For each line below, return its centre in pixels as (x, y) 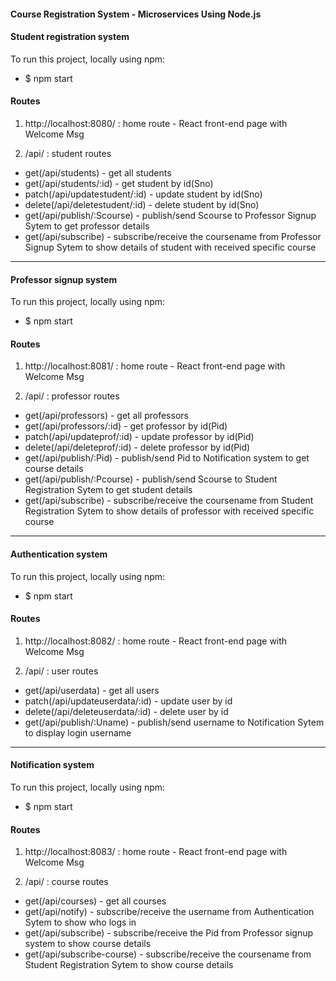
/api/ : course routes (66, 882)
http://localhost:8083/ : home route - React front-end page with (156, 852)
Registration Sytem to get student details (108, 490)
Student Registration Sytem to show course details (129, 965)
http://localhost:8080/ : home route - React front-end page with (156, 123)
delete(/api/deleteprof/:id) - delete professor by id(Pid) (137, 447)
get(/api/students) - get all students (98, 173)
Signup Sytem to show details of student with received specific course (170, 247)
